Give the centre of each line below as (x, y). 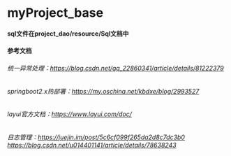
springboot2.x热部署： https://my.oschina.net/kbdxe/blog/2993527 (103, 91)
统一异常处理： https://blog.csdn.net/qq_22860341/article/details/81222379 (116, 68)
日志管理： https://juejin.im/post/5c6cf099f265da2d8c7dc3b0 (96, 137)
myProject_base (55, 13)
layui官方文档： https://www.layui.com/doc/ (70, 114)
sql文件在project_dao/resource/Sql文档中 (68, 34)
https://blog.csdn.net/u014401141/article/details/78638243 (92, 145)
